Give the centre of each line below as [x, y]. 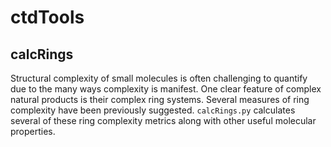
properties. [33, 131]
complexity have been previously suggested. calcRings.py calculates [153, 110]
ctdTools [47, 17]
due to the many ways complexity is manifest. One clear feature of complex [166, 89]
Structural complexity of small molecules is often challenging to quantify [159, 78]
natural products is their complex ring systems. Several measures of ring [160, 99]
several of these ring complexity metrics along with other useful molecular [163, 120]
